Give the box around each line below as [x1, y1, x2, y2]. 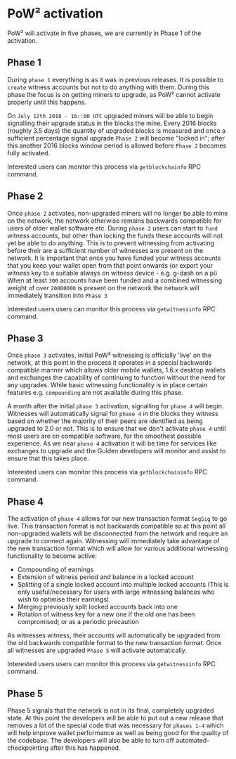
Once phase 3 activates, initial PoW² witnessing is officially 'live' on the [7, 351, 212, 360]
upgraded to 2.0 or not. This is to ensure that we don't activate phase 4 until [7, 424, 226, 433]
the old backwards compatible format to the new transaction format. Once [7, 639, 222, 647]
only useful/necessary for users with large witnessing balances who [17, 588, 215, 596]
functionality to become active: [7, 552, 97, 560]
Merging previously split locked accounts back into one [17, 603, 178, 611]
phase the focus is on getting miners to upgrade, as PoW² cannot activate [7, 90, 221, 98]
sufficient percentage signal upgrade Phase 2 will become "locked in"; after [7, 134, 225, 142]
